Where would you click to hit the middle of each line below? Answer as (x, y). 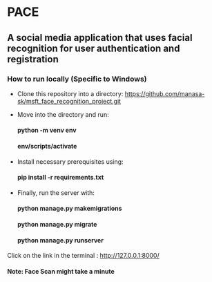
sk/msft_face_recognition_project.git (69, 101)
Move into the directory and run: (63, 114)
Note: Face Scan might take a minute (61, 271)
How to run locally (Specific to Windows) (77, 79)
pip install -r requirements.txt (60, 178)
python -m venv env (47, 130)
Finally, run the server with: (56, 192)
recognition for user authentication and (94, 48)
